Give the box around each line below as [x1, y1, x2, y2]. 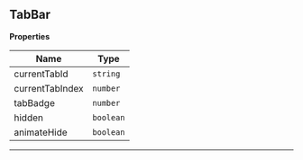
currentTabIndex [14, 82, 84, 94]
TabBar [9, 7, 51, 22]
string [92, 68, 121, 79]
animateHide [14, 126, 68, 138]
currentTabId [14, 67, 69, 80]
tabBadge [14, 96, 56, 109]
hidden [14, 111, 43, 124]
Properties [9, 31, 50, 41]
